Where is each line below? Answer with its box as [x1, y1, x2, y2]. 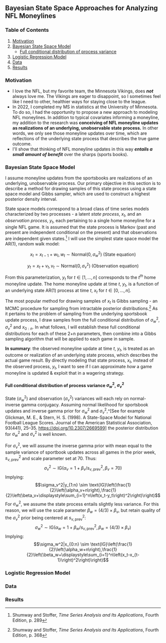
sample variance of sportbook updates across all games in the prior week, [5, 449, 156, 455]
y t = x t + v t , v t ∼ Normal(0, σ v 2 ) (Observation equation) [27, 262, 139, 270]
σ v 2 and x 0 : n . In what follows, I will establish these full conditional [5, 323, 140, 331]
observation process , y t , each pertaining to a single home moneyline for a [5, 218, 156, 225]
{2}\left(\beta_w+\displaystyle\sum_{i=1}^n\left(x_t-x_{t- [26, 552, 140, 558]
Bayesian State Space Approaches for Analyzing [5, 4, 158, 12]
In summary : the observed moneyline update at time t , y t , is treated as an [5, 345, 155, 352]
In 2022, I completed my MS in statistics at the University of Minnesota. [12, 104, 158, 110]
